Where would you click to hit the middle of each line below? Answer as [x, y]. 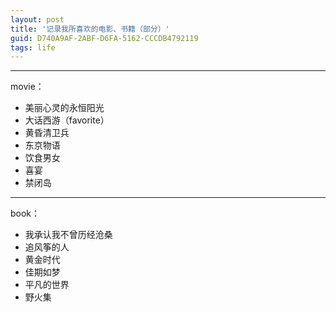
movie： [27, 87]
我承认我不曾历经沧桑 [68, 235]
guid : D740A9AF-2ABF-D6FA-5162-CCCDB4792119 [104, 38]
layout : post [37, 19]
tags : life [33, 47]
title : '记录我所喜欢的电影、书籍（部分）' [90, 29]
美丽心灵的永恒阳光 [64, 108]
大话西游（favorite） [67, 120]
